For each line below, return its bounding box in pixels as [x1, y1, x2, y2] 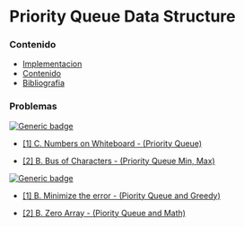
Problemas [9, 100, 57, 113]
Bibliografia [22, 78, 65, 89]
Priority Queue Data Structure [9, 6, 236, 27]
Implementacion [22, 58, 83, 69]
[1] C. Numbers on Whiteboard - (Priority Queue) [22, 137, 203, 149]
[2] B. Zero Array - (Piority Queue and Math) [22, 207, 187, 218]
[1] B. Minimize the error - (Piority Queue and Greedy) [22, 190, 222, 201]
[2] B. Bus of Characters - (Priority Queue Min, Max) [22, 155, 215, 166]
